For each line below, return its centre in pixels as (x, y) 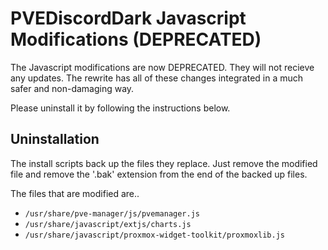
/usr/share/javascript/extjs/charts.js (108, 224)
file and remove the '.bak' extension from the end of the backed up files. (159, 174)
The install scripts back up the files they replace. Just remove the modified (164, 163)
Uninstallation (55, 139)
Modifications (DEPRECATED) (136, 39)
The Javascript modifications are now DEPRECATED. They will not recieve (162, 67)
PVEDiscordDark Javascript (128, 18)
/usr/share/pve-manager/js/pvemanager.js (112, 213)
